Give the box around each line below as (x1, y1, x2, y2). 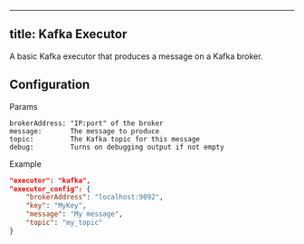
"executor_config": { (9, 184, 91, 193)
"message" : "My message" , (25, 210, 124, 219)
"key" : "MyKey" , (25, 201, 88, 210)
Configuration (9, 77, 90, 93)
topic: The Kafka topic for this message (9, 134, 201, 143)
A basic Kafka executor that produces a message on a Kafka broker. (9, 51, 263, 62)
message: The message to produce (9, 126, 160, 136)
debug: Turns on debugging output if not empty (9, 142, 224, 151)
